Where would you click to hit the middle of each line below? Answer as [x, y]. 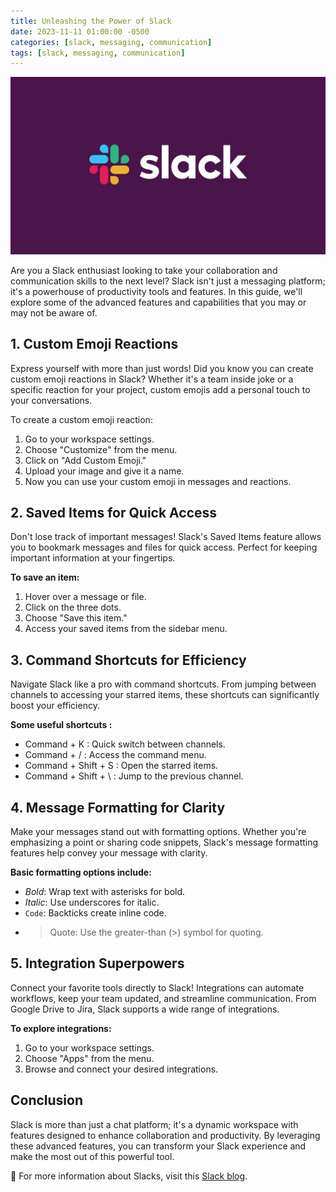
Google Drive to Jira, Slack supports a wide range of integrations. [145, 1009]
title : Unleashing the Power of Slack [91, 21]
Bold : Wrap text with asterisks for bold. [105, 891]
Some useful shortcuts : [61, 725]
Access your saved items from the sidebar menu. [126, 629]
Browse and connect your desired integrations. [121, 1069]
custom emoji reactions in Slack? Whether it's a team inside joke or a [152, 379]
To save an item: [45, 577]
